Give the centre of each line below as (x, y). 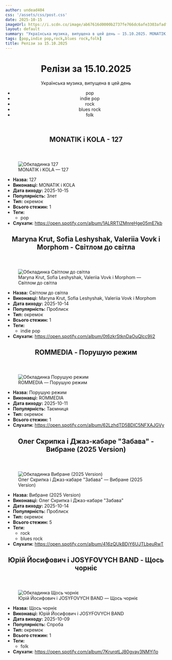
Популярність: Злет (35, 196)
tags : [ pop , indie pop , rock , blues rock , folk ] (53, 39)
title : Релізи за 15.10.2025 (36, 44)
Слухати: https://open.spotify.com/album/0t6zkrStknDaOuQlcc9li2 (84, 336)
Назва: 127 (25, 179)
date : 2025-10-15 (24, 19)
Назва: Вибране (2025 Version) (47, 495)
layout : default (23, 29)
